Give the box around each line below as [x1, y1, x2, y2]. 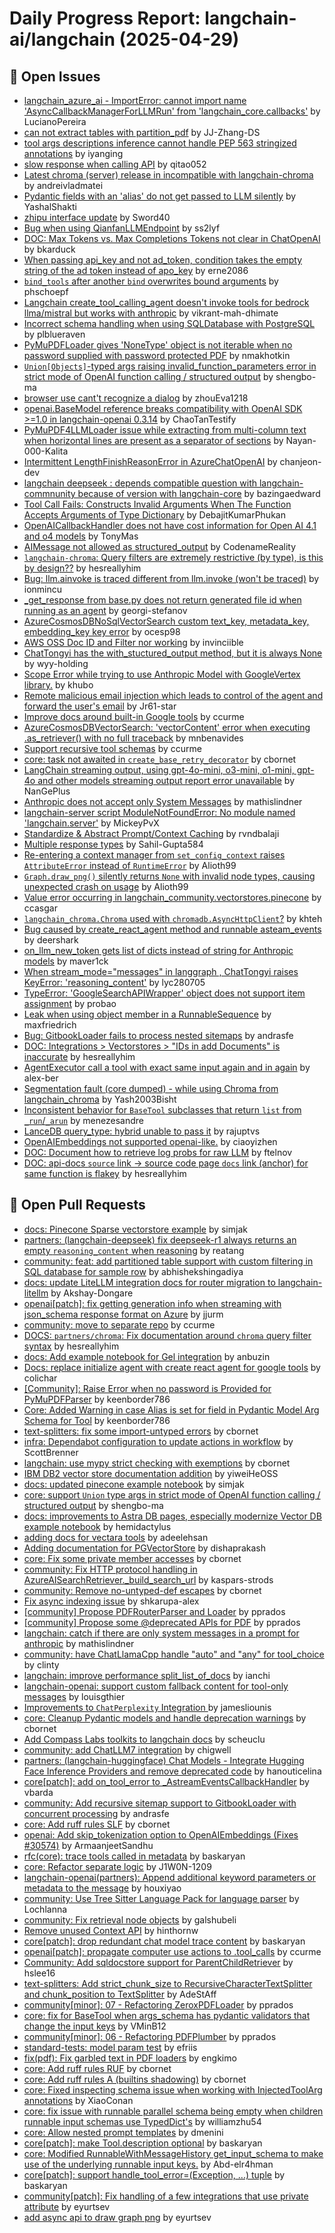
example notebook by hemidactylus [23, 1520, 172, 1532]
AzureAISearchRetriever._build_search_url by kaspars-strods [23, 1573, 274, 1586]
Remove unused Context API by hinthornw [23, 1924, 199, 1936]
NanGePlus [23, 785, 71, 797]
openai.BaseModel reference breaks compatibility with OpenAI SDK [23, 403, 303, 414]
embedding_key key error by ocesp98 [23, 626, 181, 637]
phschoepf [23, 286, 69, 297]
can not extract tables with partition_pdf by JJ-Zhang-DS [23, 127, 261, 138]
